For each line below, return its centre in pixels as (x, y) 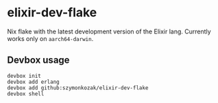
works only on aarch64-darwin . (50, 38)
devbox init (24, 76)
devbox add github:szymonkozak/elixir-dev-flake (78, 88)
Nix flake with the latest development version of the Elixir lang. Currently (109, 31)
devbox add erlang (33, 82)
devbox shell (26, 93)
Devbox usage (38, 60)
